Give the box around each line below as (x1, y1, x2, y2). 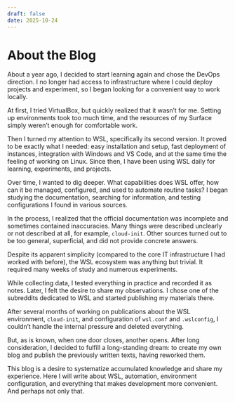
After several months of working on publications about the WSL (7, 307, 191, 316)
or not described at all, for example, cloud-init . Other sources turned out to (7, 229, 227, 238)
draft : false (7, 10, 46, 18)
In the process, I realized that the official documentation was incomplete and (7, 214, 229, 223)
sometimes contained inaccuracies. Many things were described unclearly (7, 222, 222, 231)
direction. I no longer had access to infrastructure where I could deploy (7, 78, 213, 86)
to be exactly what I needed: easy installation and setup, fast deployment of (7, 142, 227, 151)
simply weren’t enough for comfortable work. (7, 121, 138, 130)
